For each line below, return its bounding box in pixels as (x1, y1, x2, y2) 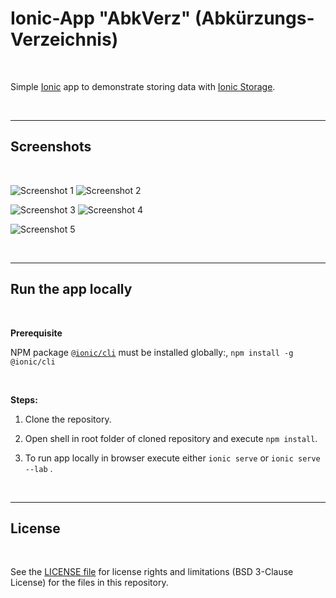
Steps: (10, 393, 38, 406)
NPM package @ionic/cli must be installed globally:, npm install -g (10, 346, 294, 358)
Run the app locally (10, 281, 133, 298)
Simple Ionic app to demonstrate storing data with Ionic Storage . (10, 80, 276, 92)
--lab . (24, 462, 53, 474)
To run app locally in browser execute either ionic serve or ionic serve (24, 452, 321, 464)
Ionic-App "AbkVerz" (10, 7, 192, 30)
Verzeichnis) (10, 28, 119, 51)
